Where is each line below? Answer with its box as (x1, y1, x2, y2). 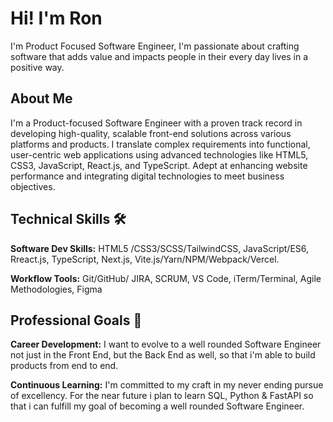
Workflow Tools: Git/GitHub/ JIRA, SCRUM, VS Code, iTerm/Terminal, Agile (10, 272, 322, 284)
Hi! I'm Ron (10, 7, 103, 30)
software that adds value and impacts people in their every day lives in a (10, 50, 309, 62)
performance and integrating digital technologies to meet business (10, 170, 285, 182)
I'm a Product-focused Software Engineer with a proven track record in (10, 117, 303, 129)
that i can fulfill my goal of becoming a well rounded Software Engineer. (10, 400, 305, 412)
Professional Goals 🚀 (10, 312, 143, 329)
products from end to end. (10, 360, 119, 372)
